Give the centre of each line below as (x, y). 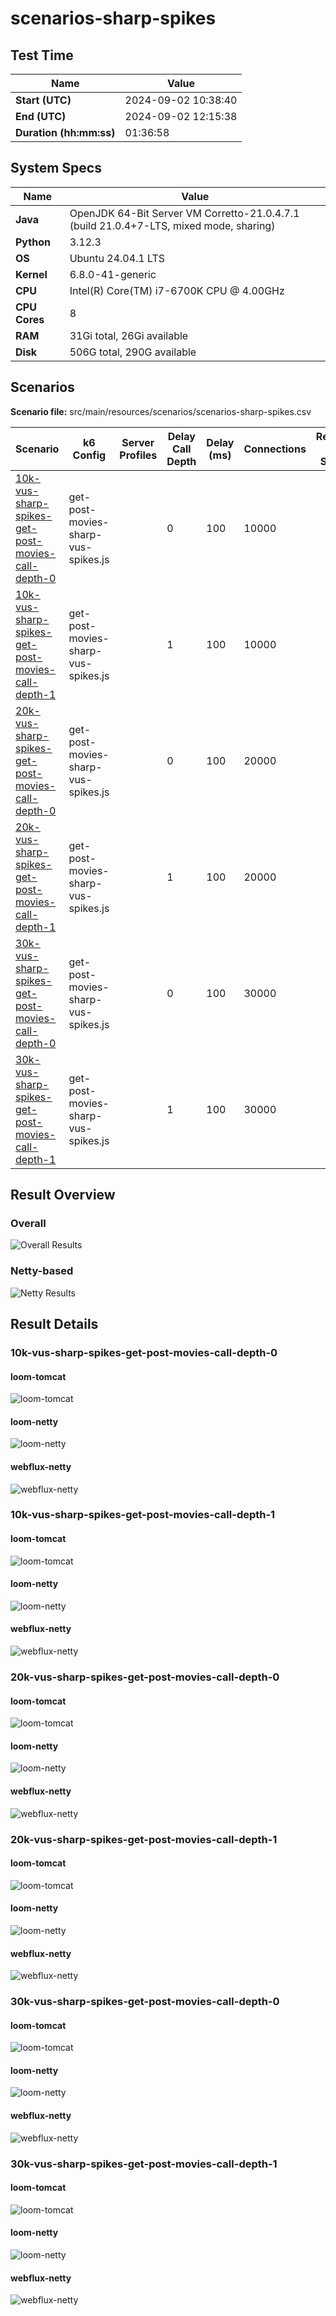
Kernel (31, 274)
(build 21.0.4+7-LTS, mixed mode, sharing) (172, 225)
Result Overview (63, 1195)
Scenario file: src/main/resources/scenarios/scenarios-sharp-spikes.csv (161, 411)
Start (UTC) (43, 100)
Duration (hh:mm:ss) (65, 132)
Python (33, 242)
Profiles (138, 455)
